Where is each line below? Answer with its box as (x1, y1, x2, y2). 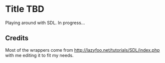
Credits (5, 34, 29, 42)
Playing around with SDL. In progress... (5, 20, 85, 26)
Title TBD (5, 3, 44, 15)
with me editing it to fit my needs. (5, 52, 74, 58)
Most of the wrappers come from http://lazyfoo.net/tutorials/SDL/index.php (5, 47, 160, 53)
